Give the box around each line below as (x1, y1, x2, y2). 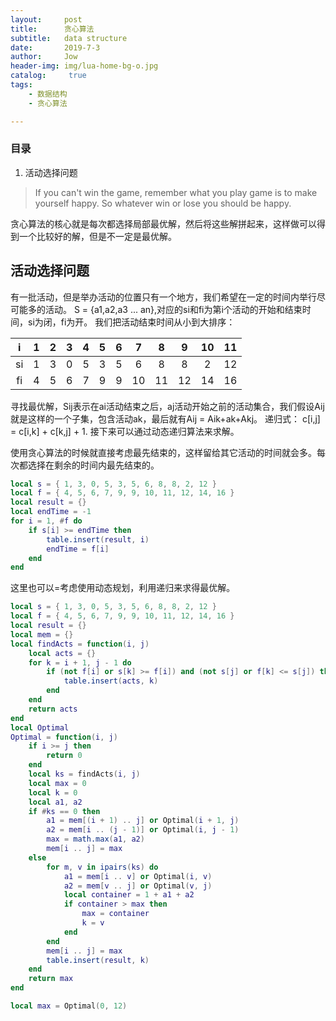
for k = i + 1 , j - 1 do (28, 657, 132, 668)
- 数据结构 (28, 89, 68, 99)
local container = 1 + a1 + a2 (63, 890, 195, 900)
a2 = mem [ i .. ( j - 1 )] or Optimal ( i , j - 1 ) (46, 825, 240, 835)
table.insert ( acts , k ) (63, 676, 159, 686)
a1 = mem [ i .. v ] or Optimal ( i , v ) (63, 871, 213, 881)
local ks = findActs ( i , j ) (28, 769, 141, 780)
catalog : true (10, 71, 87, 81)
